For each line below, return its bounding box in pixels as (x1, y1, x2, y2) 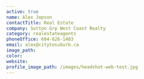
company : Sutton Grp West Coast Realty (6, 25, 106, 31)
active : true (6, 8, 39, 15)
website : (6, 58, 28, 64)
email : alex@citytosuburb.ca (6, 42, 79, 48)
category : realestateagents (6, 31, 77, 37)
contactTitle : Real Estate (6, 20, 74, 26)
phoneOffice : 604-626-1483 (6, 36, 74, 42)
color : (6, 53, 23, 59)
